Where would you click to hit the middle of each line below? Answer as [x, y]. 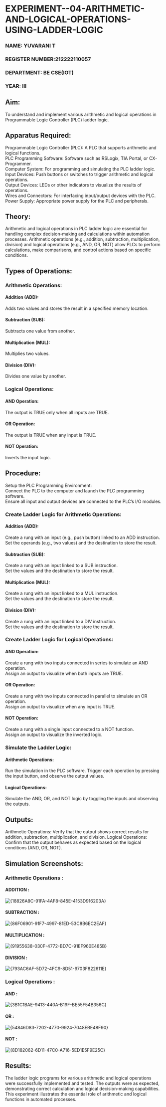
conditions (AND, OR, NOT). [34, 848]
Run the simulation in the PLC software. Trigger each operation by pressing [82, 771]
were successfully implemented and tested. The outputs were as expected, [83, 1083]
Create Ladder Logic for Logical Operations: [59, 640]
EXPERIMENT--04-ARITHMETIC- [75, 9]
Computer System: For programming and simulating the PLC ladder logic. [80, 169]
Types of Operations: [39, 271]
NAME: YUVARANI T [30, 46]
